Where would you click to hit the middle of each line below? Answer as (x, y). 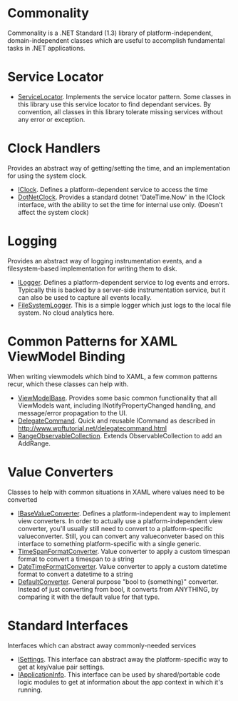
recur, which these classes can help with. (68, 384)
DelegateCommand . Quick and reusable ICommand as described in (117, 420)
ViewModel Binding (67, 357)
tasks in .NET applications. (46, 48)
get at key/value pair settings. (61, 667)
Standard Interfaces (68, 625)
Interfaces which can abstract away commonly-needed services (102, 645)
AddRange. (34, 443)
